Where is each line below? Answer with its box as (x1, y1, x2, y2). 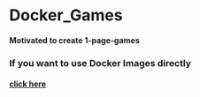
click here (9, 78, 47, 89)
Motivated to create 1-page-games (9, 34, 140, 45)
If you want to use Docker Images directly (9, 56, 192, 69)
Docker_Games (9, 5, 123, 26)
